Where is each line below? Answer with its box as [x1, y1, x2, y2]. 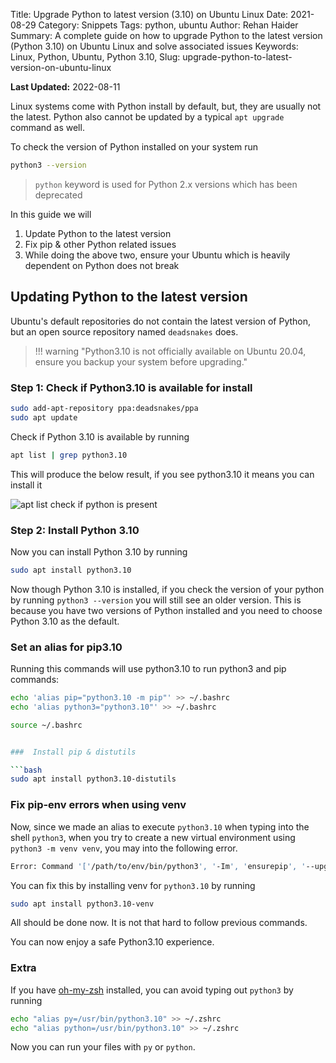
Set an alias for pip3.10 [10, 640, 123, 654]
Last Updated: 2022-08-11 [10, 81, 121, 93]
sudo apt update [10, 412, 78, 423]
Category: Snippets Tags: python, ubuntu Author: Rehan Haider [38, 19, 299, 31]
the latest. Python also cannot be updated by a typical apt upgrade [10, 111, 285, 123]
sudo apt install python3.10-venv [10, 899, 155, 909]
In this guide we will [10, 208, 92, 220]
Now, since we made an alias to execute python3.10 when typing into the [10, 820, 310, 833]
